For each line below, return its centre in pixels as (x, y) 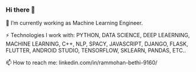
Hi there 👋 (21, 10)
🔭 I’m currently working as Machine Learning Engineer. (74, 23)
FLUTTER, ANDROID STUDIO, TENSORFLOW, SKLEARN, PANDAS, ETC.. (96, 51)
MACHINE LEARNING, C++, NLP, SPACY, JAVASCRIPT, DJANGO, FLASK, (97, 44)
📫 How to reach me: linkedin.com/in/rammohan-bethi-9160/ (82, 63)
